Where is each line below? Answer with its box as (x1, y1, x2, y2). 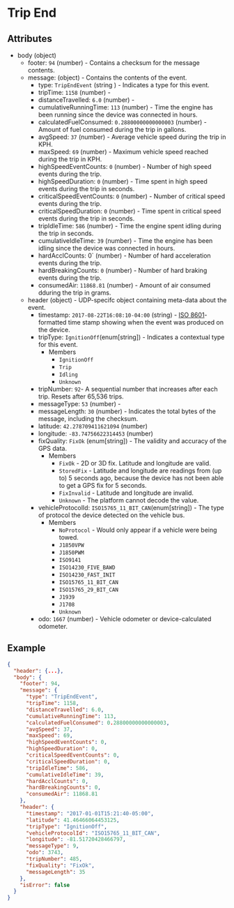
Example (7, 642, 46, 654)
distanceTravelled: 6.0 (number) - (38, 96, 134, 104)
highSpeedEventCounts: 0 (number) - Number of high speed (38, 163, 212, 170)
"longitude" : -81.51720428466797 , (25, 836, 127, 843)
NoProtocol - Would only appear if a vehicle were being (58, 526, 217, 534)
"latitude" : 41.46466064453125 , (25, 817, 120, 824)
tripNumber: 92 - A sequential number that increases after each (38, 385, 218, 393)
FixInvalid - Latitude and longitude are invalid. (58, 489, 194, 497)
